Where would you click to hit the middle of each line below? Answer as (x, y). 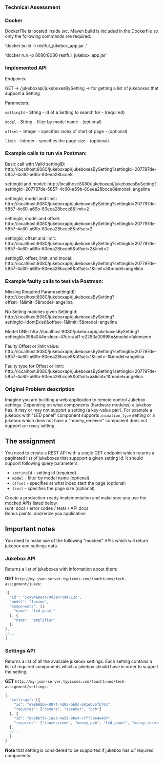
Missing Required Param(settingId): (41, 292)
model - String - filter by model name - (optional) (53, 122)
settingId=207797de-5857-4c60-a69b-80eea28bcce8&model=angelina (78, 189)
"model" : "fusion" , (29, 602)
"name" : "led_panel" (35, 611)
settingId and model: (26, 184)
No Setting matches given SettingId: (41, 312)
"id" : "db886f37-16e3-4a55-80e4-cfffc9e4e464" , (63, 718)
